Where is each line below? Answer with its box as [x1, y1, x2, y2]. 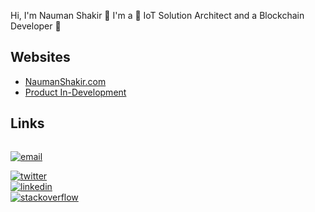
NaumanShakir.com [24, 75, 107, 87]
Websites [10, 49, 71, 66]
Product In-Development [24, 86, 127, 98]
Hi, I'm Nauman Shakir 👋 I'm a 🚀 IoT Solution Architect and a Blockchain [10, 10, 305, 21]
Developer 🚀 [10, 20, 62, 32]
